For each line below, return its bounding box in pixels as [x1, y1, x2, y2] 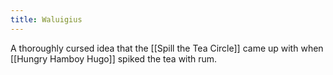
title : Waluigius [10, 14, 83, 25]
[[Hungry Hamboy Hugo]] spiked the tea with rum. [10, 52, 218, 65]
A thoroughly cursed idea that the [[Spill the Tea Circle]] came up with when [10, 42, 324, 54]
